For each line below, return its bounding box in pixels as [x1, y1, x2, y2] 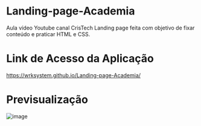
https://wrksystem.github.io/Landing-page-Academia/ [6, 71, 141, 79]
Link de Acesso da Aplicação [6, 52, 154, 66]
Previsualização [6, 93, 89, 107]
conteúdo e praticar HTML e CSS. [6, 30, 91, 37]
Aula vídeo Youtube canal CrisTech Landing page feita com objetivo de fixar [6, 24, 195, 31]
